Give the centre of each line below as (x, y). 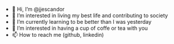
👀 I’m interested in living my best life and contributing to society (90, 15)
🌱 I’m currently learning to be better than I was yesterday (82, 22)
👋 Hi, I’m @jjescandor (38, 9)
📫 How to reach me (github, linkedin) (58, 35)
